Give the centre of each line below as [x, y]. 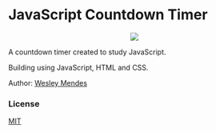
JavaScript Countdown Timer [108, 15]
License [24, 103]
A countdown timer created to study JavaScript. [87, 52]
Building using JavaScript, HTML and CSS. [78, 67]
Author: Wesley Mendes [48, 83]
